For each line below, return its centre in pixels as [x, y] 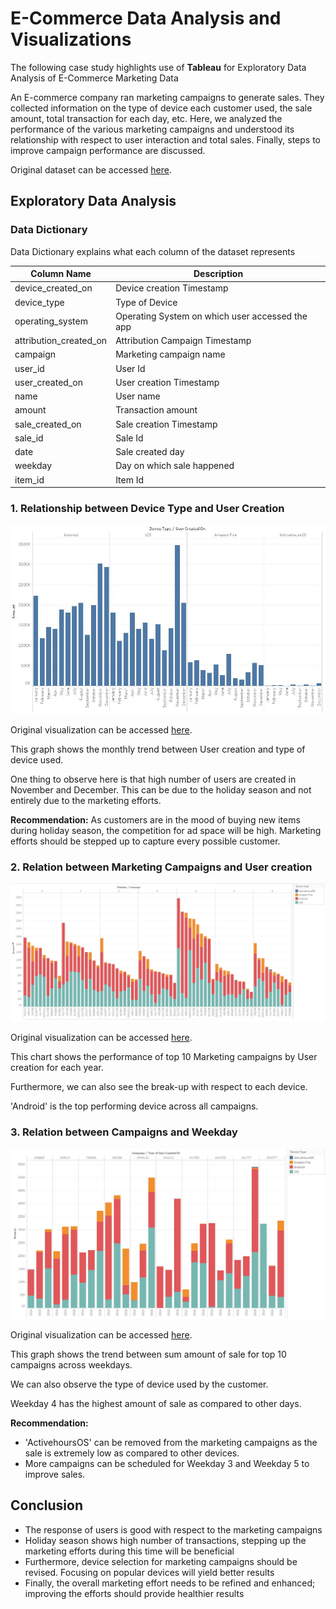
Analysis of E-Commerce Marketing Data [94, 78]
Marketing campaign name [170, 354]
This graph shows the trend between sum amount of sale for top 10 [148, 1354]
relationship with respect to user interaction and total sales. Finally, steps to [166, 139]
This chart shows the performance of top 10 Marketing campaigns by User [164, 1057]
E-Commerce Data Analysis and [146, 18]
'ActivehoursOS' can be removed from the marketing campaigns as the [171, 1442]
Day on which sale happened [175, 466]
